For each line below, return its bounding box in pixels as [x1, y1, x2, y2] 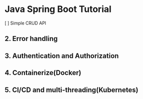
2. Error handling [4, 34, 58, 43]
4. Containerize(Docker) [4, 68, 82, 77]
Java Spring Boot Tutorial [4, 3, 112, 15]
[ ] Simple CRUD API [4, 20, 46, 26]
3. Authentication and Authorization [4, 51, 119, 60]
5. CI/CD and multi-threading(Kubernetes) [4, 85, 139, 94]
